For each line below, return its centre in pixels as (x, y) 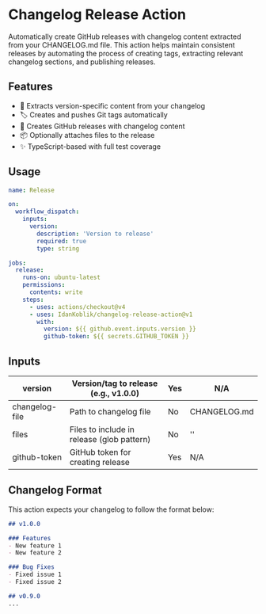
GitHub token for (100, 452)
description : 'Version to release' (95, 234)
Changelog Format (55, 490)
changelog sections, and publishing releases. (82, 62)
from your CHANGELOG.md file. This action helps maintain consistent (122, 44)
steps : (33, 299)
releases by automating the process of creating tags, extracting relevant (126, 53)
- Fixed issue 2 (35, 582)
